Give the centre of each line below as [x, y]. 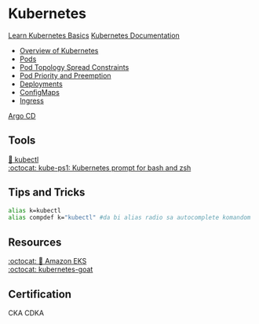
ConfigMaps [40, 92]
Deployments [41, 84]
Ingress [32, 100]
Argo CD [22, 115]
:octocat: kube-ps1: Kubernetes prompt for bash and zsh [100, 167]
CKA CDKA [26, 313]
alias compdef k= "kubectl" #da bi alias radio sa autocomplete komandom [129, 218]
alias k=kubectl [35, 210]
